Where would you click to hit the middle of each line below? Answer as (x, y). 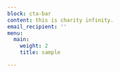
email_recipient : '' (37, 26)
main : (22, 40)
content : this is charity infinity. (60, 20)
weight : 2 (34, 46)
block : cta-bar (29, 14)
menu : (15, 33)
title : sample (40, 53)
